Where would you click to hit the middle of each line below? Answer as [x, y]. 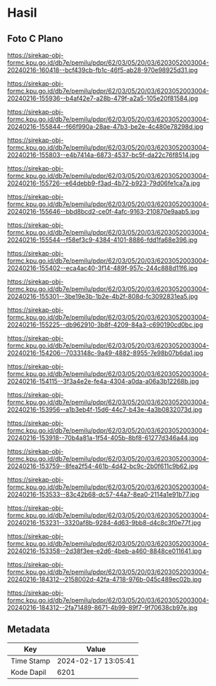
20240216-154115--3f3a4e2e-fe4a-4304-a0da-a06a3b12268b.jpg [103, 381]
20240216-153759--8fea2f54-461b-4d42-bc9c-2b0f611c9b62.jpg [103, 466]
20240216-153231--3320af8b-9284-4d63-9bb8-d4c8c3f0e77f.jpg [104, 523]
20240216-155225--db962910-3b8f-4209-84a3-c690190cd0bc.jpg [105, 325]
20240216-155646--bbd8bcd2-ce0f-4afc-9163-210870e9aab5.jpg [103, 211]
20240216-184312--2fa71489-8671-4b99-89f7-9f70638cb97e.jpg [102, 608]
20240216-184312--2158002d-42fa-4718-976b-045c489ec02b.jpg [105, 579]
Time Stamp [31, 661]
